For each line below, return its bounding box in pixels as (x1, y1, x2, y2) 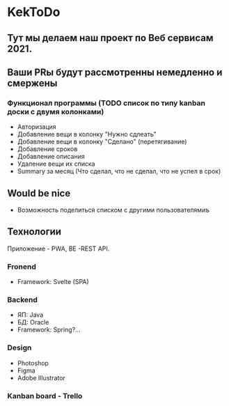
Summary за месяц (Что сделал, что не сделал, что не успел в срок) (17, 167, 221, 175)
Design (7, 343, 32, 352)
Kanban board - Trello (7, 391, 83, 400)
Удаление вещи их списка (17, 159, 95, 168)
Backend (7, 295, 38, 305)
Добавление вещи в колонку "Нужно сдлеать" (17, 130, 157, 139)
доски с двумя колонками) (7, 107, 104, 116)
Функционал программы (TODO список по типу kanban (7, 98, 205, 108)
